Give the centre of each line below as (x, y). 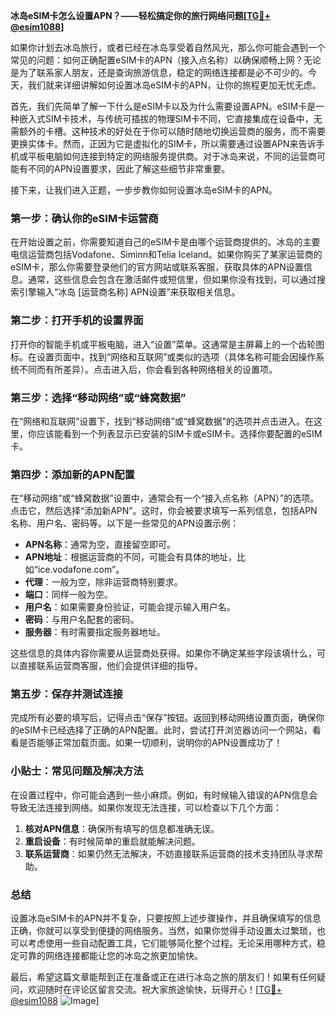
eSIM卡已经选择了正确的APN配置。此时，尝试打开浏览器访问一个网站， (165, 730)
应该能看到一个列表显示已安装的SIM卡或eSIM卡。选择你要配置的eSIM (179, 433)
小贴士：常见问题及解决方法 (77, 771)
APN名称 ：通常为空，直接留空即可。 (100, 545)
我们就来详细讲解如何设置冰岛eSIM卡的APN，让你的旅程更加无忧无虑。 (174, 85)
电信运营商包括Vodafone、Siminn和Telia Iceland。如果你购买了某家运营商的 (166, 255)
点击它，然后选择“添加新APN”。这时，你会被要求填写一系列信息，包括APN (164, 511)
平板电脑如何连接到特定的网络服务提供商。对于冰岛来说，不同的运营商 (172, 156)
